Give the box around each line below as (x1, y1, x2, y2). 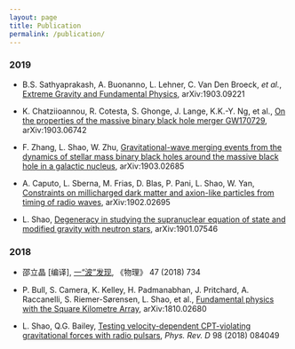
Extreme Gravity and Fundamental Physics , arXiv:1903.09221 (21, 88, 246, 99)
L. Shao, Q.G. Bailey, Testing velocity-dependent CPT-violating (21, 321, 251, 331)
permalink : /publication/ (9, 29, 105, 38)
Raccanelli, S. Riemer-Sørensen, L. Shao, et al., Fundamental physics (21, 294, 275, 305)
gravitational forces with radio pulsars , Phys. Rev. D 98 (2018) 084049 (21, 329, 280, 340)
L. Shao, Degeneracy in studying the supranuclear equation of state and (21, 214, 286, 225)
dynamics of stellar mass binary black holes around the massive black (21, 151, 279, 162)
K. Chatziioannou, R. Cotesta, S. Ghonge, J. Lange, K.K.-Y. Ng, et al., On (21, 106, 286, 116)
